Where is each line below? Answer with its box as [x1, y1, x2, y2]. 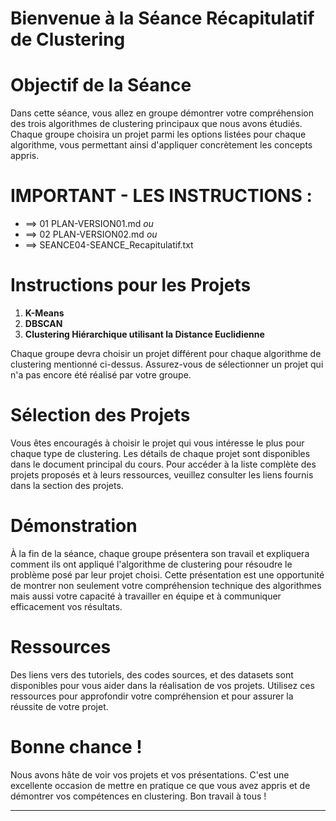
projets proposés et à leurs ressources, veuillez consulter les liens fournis [10, 468, 314, 481]
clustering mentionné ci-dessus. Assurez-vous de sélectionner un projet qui [10, 358, 324, 370]
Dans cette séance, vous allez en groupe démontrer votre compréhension [10, 107, 314, 119]
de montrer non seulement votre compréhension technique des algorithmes [10, 579, 322, 591]
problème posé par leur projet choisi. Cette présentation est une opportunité [10, 568, 325, 581]
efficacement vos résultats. [10, 600, 123, 612]
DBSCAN [24, 318, 63, 329]
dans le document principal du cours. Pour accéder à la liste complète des [10, 458, 317, 470]
